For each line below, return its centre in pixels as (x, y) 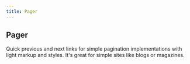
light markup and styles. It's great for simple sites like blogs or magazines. (96, 55)
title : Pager (22, 11)
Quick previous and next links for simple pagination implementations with (94, 49)
